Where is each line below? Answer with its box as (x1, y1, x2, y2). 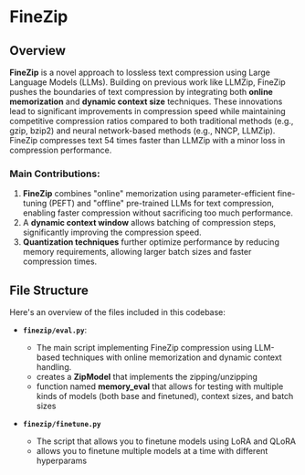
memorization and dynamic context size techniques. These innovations (9, 96, 283, 107)
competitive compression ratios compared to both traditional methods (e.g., (9, 116, 294, 126)
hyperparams (36, 455, 88, 467)
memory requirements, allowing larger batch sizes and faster (22, 247, 252, 258)
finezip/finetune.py (22, 420, 101, 429)
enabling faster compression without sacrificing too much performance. (22, 207, 294, 218)
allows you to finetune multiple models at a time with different (36, 446, 268, 457)
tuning (22, 198, 47, 209)
